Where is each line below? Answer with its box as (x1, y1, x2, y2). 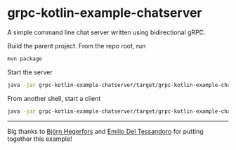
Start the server (7, 68, 53, 76)
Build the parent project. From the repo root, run (7, 41, 146, 50)
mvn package (7, 55, 42, 62)
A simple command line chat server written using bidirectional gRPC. (7, 28, 206, 36)
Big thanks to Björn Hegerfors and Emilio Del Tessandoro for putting (7, 127, 204, 135)
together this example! (7, 135, 72, 143)
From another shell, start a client (7, 94, 101, 102)
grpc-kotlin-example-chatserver (7, 5, 202, 21)
